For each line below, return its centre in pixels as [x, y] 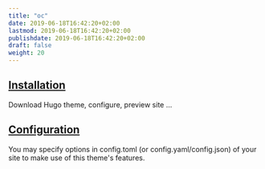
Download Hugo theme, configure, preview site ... [90, 104]
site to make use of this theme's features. [77, 158]
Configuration [44, 130]
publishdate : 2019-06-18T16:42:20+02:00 [77, 38]
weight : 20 [26, 53]
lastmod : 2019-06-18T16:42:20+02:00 [69, 30]
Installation [37, 85]
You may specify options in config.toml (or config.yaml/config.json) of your [132, 149]
